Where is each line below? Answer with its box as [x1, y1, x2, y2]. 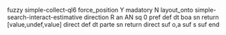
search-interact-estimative [7, 13, 82, 21]
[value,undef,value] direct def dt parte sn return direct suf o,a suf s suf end [7, 21, 220, 28]
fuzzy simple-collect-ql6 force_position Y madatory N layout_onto [7, 6, 194, 14]
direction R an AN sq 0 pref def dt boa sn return [83, 13, 219, 21]
